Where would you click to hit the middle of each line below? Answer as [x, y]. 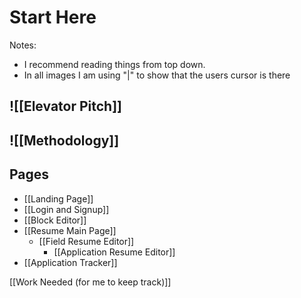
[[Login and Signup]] [66, 209]
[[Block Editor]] [55, 220]
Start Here [53, 17]
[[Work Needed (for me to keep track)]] [90, 282]
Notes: [23, 45]
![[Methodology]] [64, 140]
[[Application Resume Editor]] [114, 252]
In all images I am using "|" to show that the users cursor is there [157, 75]
